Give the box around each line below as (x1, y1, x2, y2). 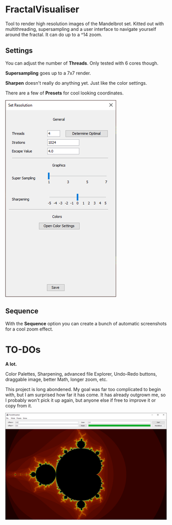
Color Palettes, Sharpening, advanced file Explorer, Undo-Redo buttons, (5, 371, 157, 377)
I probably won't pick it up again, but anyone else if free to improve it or (5, 397, 156, 403)
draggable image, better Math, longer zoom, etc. (5, 376, 107, 382)
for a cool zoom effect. (5, 326, 54, 332)
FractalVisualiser (5, 4, 79, 15)
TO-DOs (5, 344, 41, 355)
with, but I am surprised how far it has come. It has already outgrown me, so (5, 392, 166, 398)
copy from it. (5, 402, 32, 409)
